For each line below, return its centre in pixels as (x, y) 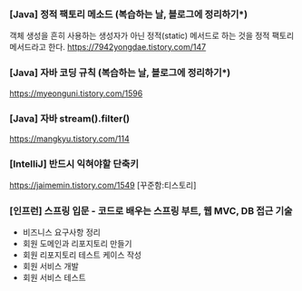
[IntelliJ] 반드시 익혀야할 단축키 (74, 163)
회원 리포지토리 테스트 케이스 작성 (82, 255)
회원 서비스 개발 (50, 267)
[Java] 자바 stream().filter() (69, 118)
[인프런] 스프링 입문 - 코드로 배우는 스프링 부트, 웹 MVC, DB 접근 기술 (151, 211)
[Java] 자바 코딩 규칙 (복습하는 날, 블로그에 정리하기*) (120, 73)
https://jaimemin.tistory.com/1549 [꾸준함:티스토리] (103, 185)
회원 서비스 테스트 (54, 277)
